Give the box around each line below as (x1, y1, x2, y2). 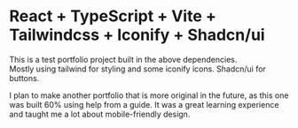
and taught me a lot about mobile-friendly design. (9, 109, 191, 119)
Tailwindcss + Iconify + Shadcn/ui (9, 25, 265, 45)
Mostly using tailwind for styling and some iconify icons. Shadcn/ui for (9, 64, 266, 74)
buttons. (9, 72, 40, 83)
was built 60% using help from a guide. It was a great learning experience (9, 99, 279, 109)
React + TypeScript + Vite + (9, 6, 217, 26)
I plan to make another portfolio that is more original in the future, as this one (9, 90, 289, 101)
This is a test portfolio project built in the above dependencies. (9, 54, 238, 64)
